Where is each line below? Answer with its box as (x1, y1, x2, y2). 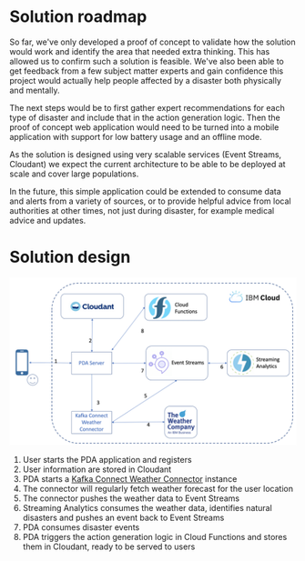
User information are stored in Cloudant (22, 464, 172, 475)
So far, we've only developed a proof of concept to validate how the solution (9, 36, 296, 47)
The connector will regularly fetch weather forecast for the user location (22, 484, 294, 495)
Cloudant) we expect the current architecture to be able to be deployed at (9, 158, 286, 169)
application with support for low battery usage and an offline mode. (9, 131, 262, 142)
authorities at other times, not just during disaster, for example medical (9, 205, 275, 215)
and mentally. (9, 85, 60, 95)
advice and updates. (9, 215, 86, 225)
